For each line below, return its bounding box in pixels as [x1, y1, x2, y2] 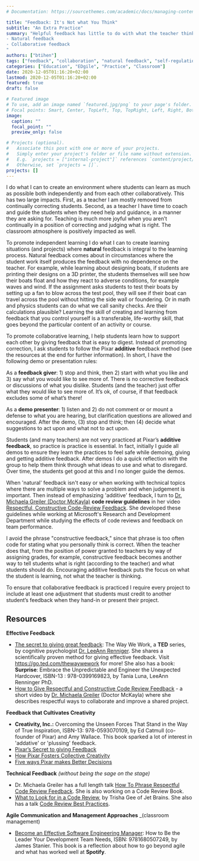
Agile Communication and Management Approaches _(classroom [6, 812, 169, 819]
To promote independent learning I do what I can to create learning [6, 239, 170, 247]
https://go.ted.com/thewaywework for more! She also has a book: [14, 660, 175, 667]
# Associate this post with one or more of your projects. [6, 146, 161, 152]
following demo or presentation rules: [6, 358, 98, 365]
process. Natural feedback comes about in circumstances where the [6, 252, 174, 259]
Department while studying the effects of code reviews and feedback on [6, 517, 183, 524]
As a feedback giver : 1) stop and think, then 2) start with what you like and [6, 369, 188, 376]
